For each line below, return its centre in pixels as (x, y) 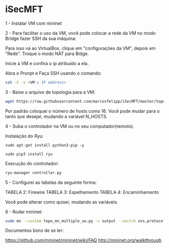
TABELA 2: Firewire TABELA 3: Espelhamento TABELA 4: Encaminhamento (82, 192)
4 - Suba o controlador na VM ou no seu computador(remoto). (70, 126)
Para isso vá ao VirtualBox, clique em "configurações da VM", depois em (80, 48)
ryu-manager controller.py (33, 173)
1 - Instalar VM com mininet (33, 23)
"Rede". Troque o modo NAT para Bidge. (47, 54)
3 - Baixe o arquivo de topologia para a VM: (50, 92)
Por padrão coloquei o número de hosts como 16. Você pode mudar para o (82, 111)
